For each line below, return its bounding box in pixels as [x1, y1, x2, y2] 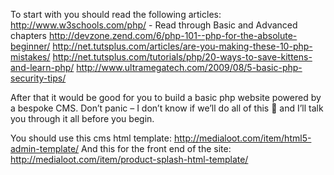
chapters [10, 30, 47, 41]
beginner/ [10, 40, 51, 52]
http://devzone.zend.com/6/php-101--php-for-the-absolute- [48, 30, 298, 41]
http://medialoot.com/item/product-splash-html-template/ [10, 154, 249, 165]
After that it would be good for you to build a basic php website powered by [10, 92, 322, 103]
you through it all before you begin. [10, 113, 155, 124]
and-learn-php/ [10, 62, 75, 73]
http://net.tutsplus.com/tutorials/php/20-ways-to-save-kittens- [52, 51, 313, 63]
